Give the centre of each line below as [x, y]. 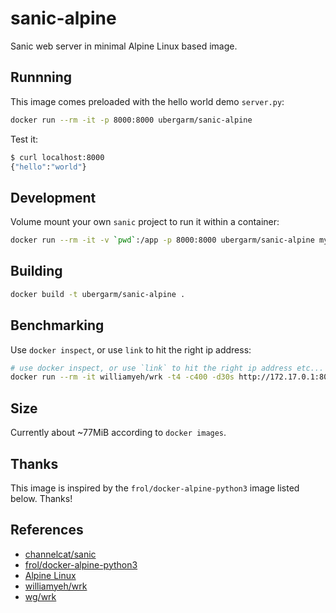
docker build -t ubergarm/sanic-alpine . [98, 294]
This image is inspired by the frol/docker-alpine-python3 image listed [155, 488]
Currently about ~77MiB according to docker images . [118, 433]
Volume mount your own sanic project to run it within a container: [145, 222]
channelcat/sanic [60, 554]
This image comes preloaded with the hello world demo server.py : [147, 101]
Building [36, 271]
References [47, 530]
